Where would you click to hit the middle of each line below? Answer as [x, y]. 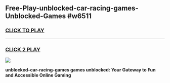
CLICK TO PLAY [25, 31]
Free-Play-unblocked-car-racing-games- [72, 8]
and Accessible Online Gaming [38, 75]
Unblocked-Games [36, 16]
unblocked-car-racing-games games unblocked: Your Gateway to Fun [80, 69]
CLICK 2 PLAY [23, 49]
